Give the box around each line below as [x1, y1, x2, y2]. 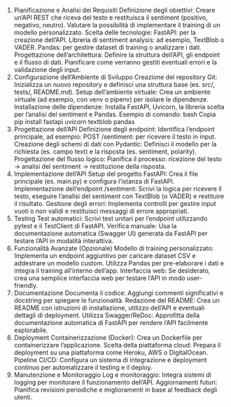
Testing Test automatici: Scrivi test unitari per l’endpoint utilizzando [13, 214, 208, 223]
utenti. [13, 393, 33, 401]
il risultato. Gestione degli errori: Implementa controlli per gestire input [13, 200, 216, 207]
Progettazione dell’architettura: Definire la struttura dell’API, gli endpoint [13, 50, 220, 59]
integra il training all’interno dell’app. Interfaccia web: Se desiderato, [13, 266, 211, 275]
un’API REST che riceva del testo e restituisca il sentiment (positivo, [13, 13, 208, 22]
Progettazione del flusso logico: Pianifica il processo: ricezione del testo [13, 155, 222, 163]
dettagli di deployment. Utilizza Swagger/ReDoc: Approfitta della [13, 311, 200, 319]
